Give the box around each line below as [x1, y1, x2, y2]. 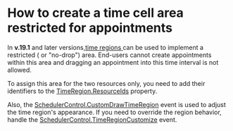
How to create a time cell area [7, 5, 184, 21]
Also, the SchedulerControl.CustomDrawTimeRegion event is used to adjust [7, 100, 227, 108]
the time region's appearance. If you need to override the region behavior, [7, 108, 222, 116]
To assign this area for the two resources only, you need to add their [7, 79, 206, 87]
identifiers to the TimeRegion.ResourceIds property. [7, 87, 158, 95]
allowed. [7, 65, 32, 74]
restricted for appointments [7, 20, 173, 36]
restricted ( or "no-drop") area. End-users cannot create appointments [7, 51, 212, 59]
